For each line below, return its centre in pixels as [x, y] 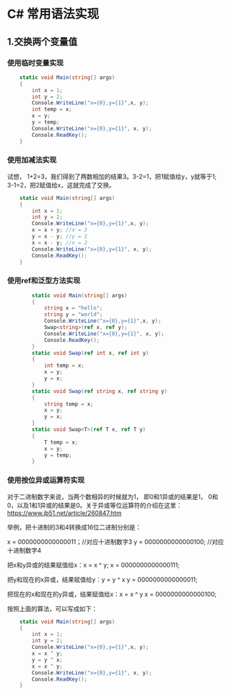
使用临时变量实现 [35, 62]
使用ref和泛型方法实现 [44, 281]
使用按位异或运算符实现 [46, 480]
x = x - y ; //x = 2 [60, 242]
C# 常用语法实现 [53, 14]
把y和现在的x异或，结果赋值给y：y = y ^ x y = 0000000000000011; [102, 579]
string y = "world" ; [73, 315]
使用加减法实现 [32, 160]
